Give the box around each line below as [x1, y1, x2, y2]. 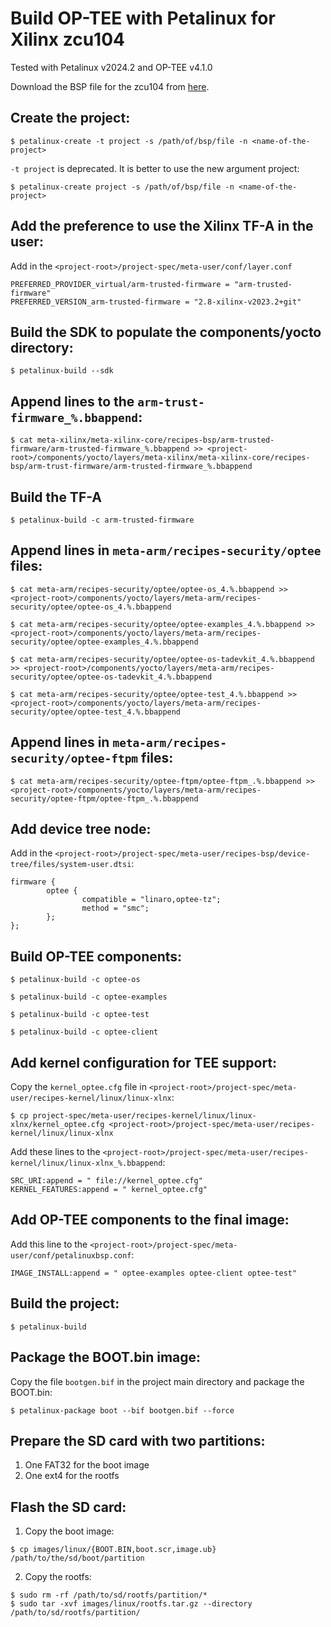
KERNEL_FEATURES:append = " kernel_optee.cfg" [10, 1185, 208, 1195]
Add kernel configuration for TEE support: [10, 1054, 278, 1071]
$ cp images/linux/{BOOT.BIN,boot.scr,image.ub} [10, 1545, 217, 1555]
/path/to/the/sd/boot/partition [10, 1553, 145, 1564]
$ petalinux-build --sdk [10, 366, 114, 376]
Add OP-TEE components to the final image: [10, 1212, 290, 1229]
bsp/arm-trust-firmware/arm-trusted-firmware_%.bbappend [10, 462, 253, 472]
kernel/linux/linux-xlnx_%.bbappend [10, 1158, 163, 1169]
